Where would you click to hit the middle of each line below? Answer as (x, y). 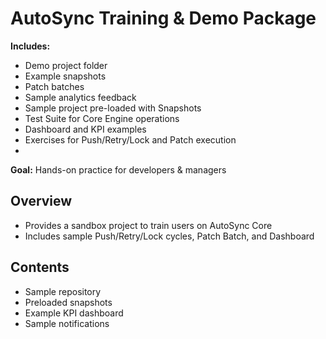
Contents (40, 267)
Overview (41, 201)
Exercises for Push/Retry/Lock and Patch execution (130, 139)
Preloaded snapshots (68, 302)
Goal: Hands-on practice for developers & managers (118, 169)
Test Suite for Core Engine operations (102, 118)
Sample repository (63, 291)
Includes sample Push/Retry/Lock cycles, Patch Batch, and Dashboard (169, 236)
